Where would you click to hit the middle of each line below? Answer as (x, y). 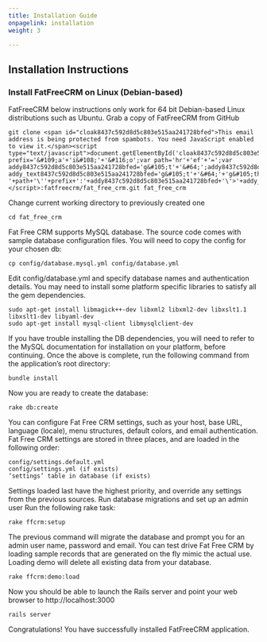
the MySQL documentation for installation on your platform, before (117, 347)
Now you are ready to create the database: (78, 393)
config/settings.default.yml (56, 462)
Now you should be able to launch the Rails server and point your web (123, 592)
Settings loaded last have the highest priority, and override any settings (125, 491)
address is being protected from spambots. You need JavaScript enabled (131, 140)
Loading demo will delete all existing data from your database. (110, 563)
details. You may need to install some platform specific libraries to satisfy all (132, 287)
